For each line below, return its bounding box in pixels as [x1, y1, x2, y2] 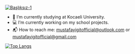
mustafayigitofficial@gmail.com [12, 34, 77, 39]
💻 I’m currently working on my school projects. [12, 19, 109, 25]
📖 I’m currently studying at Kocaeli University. [12, 14, 105, 19]
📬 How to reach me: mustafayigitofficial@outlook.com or [12, 27, 130, 33]
